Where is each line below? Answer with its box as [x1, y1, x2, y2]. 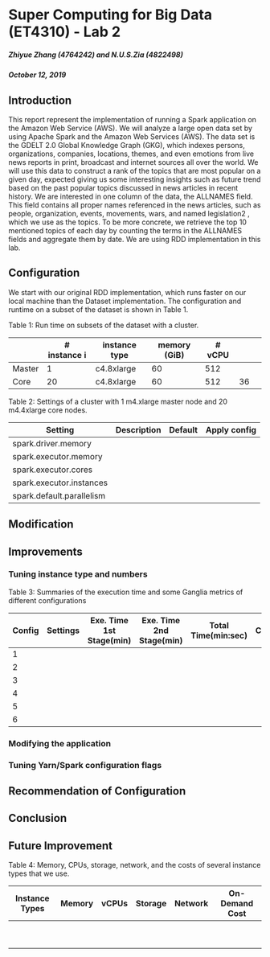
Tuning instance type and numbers [8, 569, 148, 580]
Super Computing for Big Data [8, 6, 213, 24]
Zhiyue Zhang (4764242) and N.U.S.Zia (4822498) [8, 50, 183, 60]
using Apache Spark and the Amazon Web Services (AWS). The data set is [8, 131, 256, 142]
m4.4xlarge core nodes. [8, 405, 88, 415]
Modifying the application [8, 737, 111, 749]
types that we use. [8, 869, 70, 878]
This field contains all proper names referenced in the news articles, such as [8, 199, 261, 210]
